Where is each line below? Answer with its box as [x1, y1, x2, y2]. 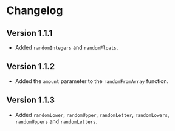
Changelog [6, 4, 63, 18]
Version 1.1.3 [6, 95, 55, 106]
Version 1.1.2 [6, 61, 55, 72]
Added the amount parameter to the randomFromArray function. [15, 77, 169, 85]
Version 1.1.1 [6, 28, 53, 38]
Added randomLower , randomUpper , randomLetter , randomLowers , [15, 111, 170, 118]
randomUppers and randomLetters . [15, 118, 98, 125]
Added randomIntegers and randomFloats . [15, 44, 118, 51]
